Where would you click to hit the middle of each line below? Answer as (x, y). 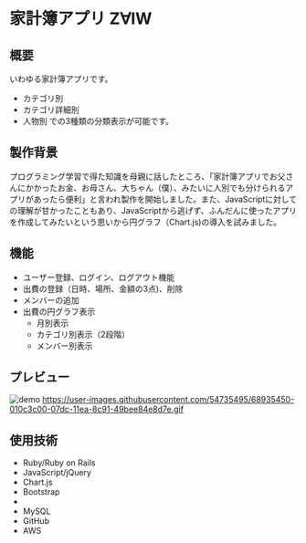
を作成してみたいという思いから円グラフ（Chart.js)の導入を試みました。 (145, 222)
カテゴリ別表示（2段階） (83, 334)
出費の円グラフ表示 (59, 311)
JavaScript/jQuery (57, 473)
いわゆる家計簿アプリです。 (61, 79)
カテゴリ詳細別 (51, 110)
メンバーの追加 (51, 300)
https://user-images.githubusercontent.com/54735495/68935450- (169, 400)
